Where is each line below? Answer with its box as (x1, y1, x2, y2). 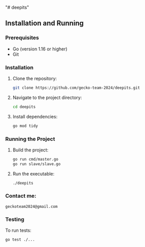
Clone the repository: (12, 75, 57, 81)
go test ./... (5, 237, 35, 242)
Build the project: (12, 147, 49, 153)
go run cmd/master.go (12, 157, 58, 162)
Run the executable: (12, 170, 55, 177)
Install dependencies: (12, 113, 58, 119)
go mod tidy (12, 123, 38, 129)
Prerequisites (5, 34, 39, 41)
